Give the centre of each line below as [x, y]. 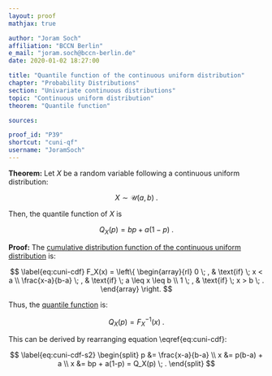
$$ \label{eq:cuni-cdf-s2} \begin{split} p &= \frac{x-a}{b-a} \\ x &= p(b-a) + [136, 355]
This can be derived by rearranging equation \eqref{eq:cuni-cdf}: [118, 339]
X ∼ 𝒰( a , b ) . [136, 197]
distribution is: [32, 256]
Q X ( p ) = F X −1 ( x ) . [136, 322]
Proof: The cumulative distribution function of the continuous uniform [125, 247]
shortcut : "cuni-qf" [43, 143]
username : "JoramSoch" [47, 150]
